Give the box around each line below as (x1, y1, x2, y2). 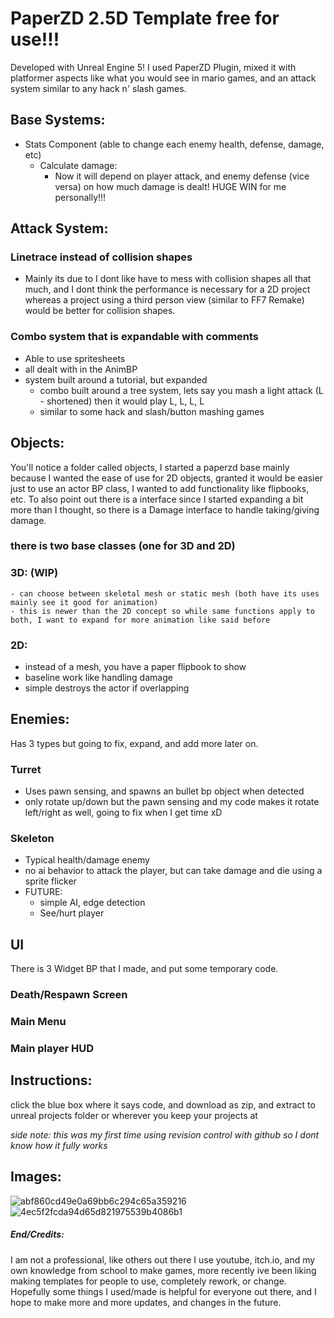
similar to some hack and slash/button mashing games (39, 405, 265, 417)
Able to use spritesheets (24, 352, 126, 364)
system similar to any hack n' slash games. (10, 82, 187, 94)
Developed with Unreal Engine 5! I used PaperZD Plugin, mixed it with (10, 61, 297, 73)
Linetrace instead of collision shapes (10, 250, 193, 264)
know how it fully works (10, 1139, 108, 1151)
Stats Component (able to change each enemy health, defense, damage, (24, 138, 325, 150)
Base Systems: (10, 112, 106, 129)
